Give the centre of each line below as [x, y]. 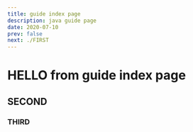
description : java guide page [52, 21]
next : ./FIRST [28, 40]
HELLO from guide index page [97, 76]
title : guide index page [44, 14]
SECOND [27, 101]
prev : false [25, 34]
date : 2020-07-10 [33, 27]
